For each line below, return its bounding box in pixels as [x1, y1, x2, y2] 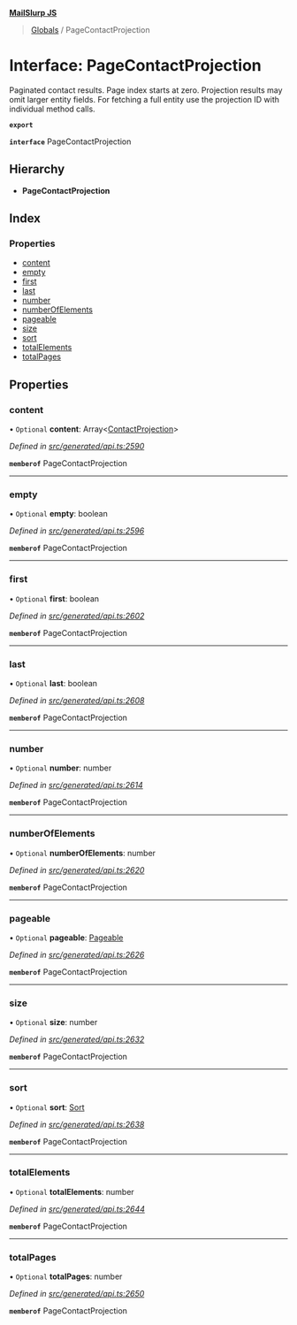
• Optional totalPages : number [9, 1271, 123, 1282]
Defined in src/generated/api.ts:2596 [9, 525, 145, 536]
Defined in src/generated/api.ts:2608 [9, 695, 145, 706]
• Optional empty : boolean [9, 509, 108, 519]
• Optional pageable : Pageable [9, 932, 124, 943]
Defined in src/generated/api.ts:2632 [9, 1034, 145, 1045]
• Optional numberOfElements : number [9, 847, 156, 858]
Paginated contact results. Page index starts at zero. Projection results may [9, 84, 283, 96]
